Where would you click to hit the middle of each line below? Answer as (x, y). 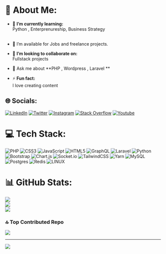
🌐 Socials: (21, 101)
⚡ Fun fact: (24, 78)
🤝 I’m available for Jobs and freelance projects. (60, 44)
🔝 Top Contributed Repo (35, 222)
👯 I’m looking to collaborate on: (45, 53)
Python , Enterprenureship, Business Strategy (59, 29)
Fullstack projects (30, 58)
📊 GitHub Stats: (39, 182)
